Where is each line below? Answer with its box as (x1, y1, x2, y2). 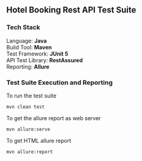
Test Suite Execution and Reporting (6, 78, 113, 87)
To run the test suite (6, 91, 57, 99)
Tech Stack (6, 23, 41, 32)
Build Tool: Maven (6, 43, 52, 51)
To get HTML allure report (6, 137, 71, 144)
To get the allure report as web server (6, 114, 101, 121)
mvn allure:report (6, 149, 53, 155)
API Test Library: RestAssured (6, 56, 83, 63)
